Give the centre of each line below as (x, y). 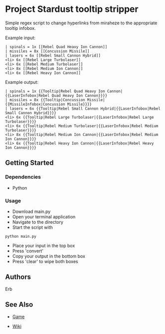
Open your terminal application (44, 216)
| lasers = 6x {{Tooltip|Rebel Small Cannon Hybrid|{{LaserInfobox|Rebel (83, 108)
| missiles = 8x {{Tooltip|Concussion (45, 100)
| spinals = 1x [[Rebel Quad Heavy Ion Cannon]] (56, 47)
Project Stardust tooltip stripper (72, 9)
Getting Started (29, 163)
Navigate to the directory (38, 222)
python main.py (21, 236)
